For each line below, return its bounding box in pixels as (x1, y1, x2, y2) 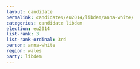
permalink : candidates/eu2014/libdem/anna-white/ (6, 14, 135, 20)
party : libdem (6, 53, 42, 59)
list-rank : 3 (6, 31, 39, 37)
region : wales (6, 48, 42, 54)
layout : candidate (6, 8, 53, 15)
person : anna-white (6, 43, 56, 49)
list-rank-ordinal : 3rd (6, 37, 67, 43)
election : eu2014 (6, 25, 50, 32)
